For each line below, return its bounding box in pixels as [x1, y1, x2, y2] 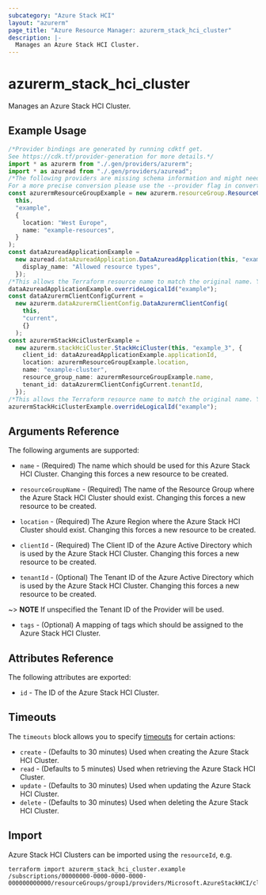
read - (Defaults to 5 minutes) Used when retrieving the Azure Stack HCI [19, 764, 256, 773]
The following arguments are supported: [8, 446, 140, 455]
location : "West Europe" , [22, 218, 108, 226]
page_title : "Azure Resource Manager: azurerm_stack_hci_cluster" [8, 26, 232, 34]
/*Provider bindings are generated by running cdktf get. [8, 145, 203, 153]
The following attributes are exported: [8, 673, 131, 681]
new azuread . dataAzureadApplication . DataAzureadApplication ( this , [15, 256, 239, 264]
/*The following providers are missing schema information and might [8, 175, 243, 183]
